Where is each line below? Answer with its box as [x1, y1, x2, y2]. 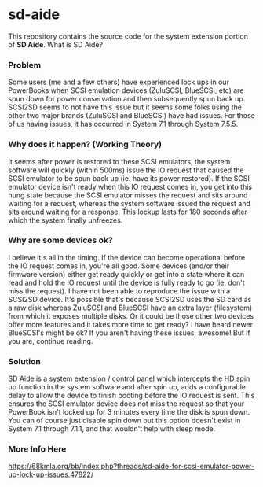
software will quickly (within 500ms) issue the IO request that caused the [8, 165, 245, 175]
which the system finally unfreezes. [8, 215, 123, 225]
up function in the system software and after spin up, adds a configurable [8, 382, 246, 392]
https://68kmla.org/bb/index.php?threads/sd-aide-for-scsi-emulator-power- [8, 462, 255, 471]
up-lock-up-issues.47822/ [8, 470, 94, 479]
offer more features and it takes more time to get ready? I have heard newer [8, 319, 254, 329]
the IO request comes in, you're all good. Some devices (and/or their [8, 261, 230, 271]
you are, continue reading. [8, 336, 93, 345]
